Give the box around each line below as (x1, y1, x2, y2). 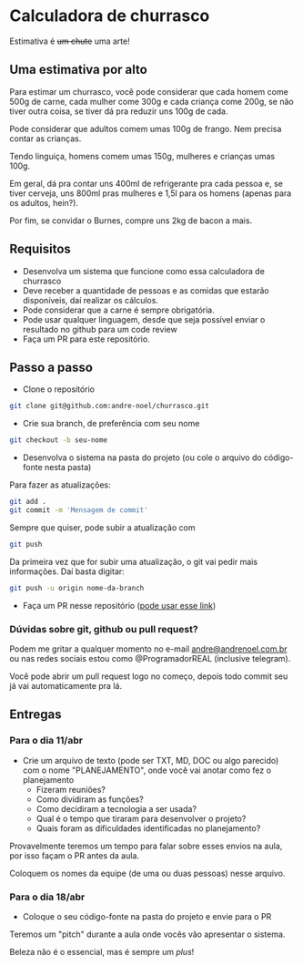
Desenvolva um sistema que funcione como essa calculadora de (22, 265, 266, 276)
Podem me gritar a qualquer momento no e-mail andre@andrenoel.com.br (9, 643, 288, 654)
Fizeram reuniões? (35, 784, 106, 795)
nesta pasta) (44, 462, 92, 473)
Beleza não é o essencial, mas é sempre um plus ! (9, 946, 195, 957)
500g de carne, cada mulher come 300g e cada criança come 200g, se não (9, 96, 294, 107)
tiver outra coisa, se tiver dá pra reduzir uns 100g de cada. (9, 106, 228, 117)
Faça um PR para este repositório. (22, 334, 150, 344)
